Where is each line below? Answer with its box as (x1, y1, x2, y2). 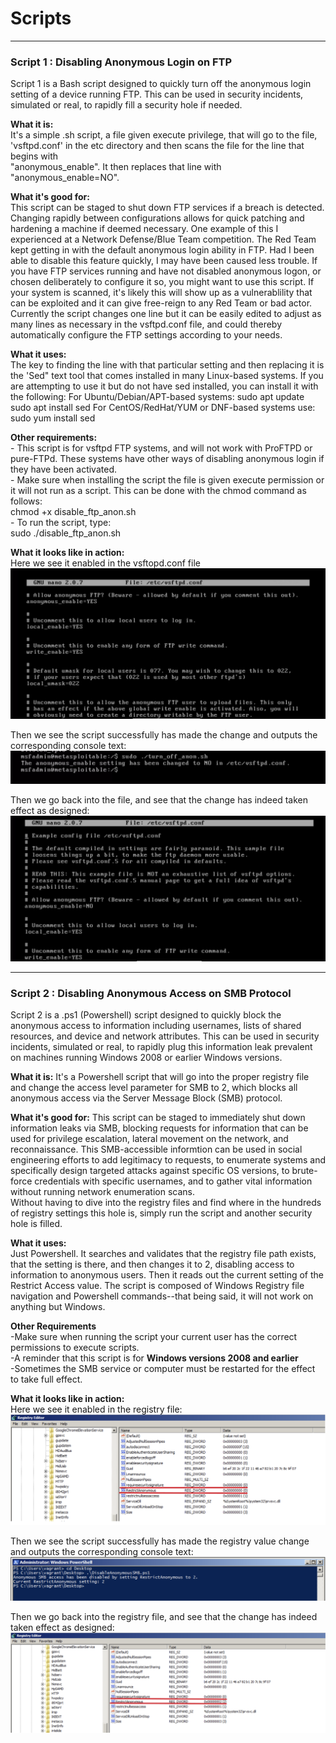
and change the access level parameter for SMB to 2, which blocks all (10, 1082, 298, 1094)
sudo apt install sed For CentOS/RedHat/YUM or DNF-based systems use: (10, 402, 316, 414)
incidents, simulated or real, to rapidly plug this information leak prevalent (10, 1041, 313, 1053)
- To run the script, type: (10, 517, 112, 529)
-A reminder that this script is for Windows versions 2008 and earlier (10, 1352, 299, 1364)
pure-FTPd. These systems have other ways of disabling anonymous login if (10, 453, 325, 465)
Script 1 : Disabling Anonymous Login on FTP (10, 55, 233, 69)
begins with (10, 150, 59, 162)
